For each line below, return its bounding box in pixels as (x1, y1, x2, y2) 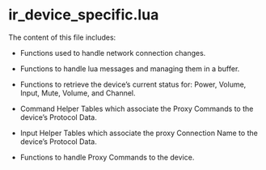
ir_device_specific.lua (8, 6, 159, 24)
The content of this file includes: (8, 32, 116, 42)
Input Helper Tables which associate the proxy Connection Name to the (19, 128, 259, 138)
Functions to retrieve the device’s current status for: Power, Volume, (19, 79, 247, 89)
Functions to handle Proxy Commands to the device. (19, 152, 195, 162)
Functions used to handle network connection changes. (19, 48, 206, 57)
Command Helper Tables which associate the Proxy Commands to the (19, 104, 254, 113)
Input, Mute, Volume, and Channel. (19, 87, 136, 98)
